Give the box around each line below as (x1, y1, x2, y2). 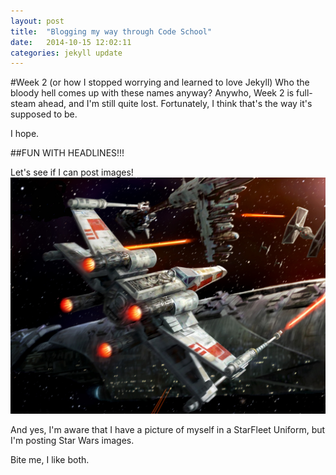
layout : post (10, 16, 65, 26)
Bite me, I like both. (10, 454, 90, 466)
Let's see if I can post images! (10, 166, 134, 179)
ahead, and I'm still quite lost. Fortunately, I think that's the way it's (38, 98, 313, 110)
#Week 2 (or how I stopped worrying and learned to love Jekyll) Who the (10, 76, 310, 89)
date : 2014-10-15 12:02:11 (10, 37, 132, 47)
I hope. (10, 128, 40, 140)
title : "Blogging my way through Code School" (10, 26, 213, 37)
